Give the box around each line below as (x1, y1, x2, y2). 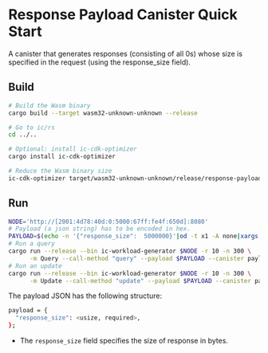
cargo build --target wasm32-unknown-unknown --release (8, 109, 198, 117)
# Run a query (8, 240, 56, 248)
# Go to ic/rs (8, 124, 56, 131)
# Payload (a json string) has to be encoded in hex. (8, 225, 191, 233)
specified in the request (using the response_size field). (8, 57, 191, 67)
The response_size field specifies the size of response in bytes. (19, 336, 229, 346)
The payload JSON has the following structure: (8, 291, 162, 300)
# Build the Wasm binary (8, 101, 91, 109)
